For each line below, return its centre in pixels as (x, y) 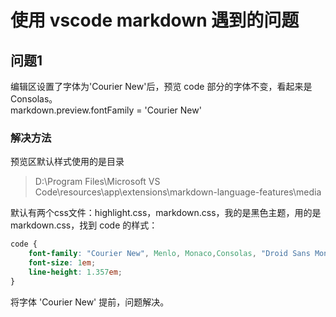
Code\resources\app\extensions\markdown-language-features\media (178, 192)
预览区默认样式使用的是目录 (67, 162)
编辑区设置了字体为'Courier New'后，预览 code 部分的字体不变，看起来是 (161, 86)
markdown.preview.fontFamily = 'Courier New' (106, 110)
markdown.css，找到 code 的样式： (84, 225)
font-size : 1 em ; (62, 263)
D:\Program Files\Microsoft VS (97, 182)
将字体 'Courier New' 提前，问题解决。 (90, 302)
